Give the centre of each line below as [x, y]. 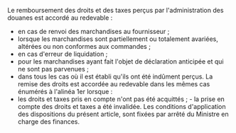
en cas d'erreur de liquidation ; [63, 54]
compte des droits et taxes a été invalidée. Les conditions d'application [122, 106]
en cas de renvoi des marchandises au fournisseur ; [93, 31]
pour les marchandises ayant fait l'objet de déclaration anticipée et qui [120, 62]
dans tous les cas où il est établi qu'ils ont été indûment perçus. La [115, 76]
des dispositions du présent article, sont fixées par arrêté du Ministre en [123, 114]
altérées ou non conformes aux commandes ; [84, 46]
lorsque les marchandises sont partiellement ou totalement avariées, [118, 39]
